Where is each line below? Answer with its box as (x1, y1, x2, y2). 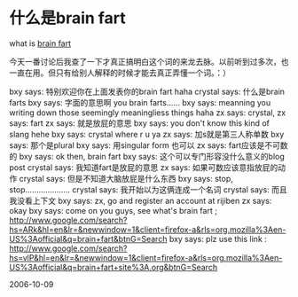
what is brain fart (9, 37, 72, 49)
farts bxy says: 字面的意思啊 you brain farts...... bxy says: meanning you (9, 97, 271, 107)
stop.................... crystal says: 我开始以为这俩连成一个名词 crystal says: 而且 (9, 184, 288, 195)
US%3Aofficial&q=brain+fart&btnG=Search (9, 233, 168, 244)
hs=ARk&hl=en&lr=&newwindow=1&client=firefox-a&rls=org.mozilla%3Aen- (9, 223, 286, 235)
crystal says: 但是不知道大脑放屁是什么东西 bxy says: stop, (19, 173, 233, 184)
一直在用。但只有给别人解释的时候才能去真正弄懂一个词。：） (9, 67, 231, 78)
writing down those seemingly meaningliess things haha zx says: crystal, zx (9, 107, 286, 118)
